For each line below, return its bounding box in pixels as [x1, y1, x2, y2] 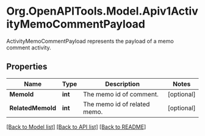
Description [104, 79, 140, 88]
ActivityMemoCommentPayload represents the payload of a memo [6, 37, 174, 45]
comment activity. [6, 44, 52, 51]
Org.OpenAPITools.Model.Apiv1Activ [6, 4, 198, 18]
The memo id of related [83, 99, 150, 108]
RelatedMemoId [9, 104, 57, 112]
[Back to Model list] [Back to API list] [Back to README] [6, 123, 146, 131]
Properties [6, 62, 48, 72]
